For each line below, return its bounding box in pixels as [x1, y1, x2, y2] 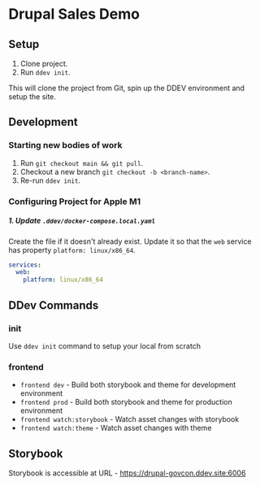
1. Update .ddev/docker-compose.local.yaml [8, 216, 156, 226]
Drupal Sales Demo [8, 5, 141, 24]
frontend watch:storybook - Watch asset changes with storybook [19, 414, 240, 424]
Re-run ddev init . [19, 176, 81, 185]
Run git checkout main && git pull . [19, 158, 144, 167]
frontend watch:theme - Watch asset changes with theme [19, 423, 212, 433]
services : [8, 261, 42, 269]
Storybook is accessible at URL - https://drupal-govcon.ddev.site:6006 [8, 468, 246, 478]
